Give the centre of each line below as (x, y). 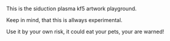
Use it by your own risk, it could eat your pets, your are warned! (85, 31)
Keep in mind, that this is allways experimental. (64, 20)
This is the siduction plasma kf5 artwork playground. (71, 9)
